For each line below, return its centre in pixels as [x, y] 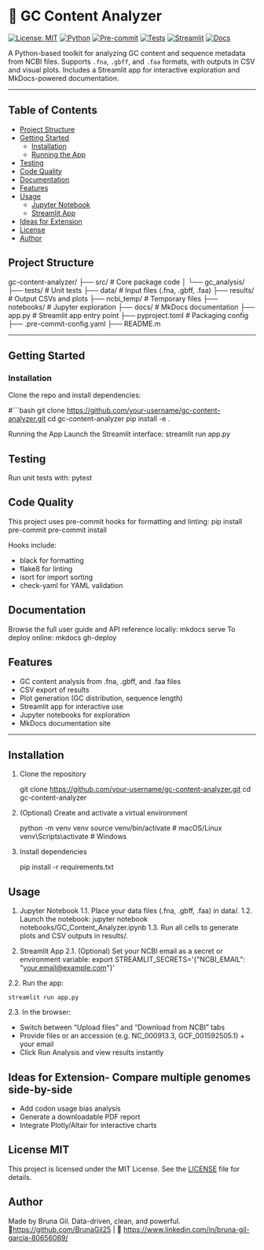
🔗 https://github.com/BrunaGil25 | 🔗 [65, 1229]
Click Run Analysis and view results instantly [92, 1052]
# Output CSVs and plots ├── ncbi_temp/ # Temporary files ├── [113, 298]
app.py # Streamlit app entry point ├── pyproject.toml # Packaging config [128, 315]
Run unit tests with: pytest [50, 478]
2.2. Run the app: [36, 983]
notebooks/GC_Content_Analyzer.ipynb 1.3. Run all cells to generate [129, 927]
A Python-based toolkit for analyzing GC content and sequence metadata [127, 53]
